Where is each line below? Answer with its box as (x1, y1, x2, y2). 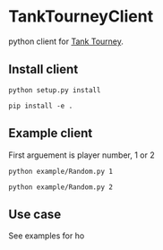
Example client (8, 125, 93, 141)
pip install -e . (8, 101, 73, 110)
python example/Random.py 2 (8, 182, 114, 192)
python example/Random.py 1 (8, 167, 114, 176)
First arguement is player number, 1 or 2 (8, 150, 155, 160)
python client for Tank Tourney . (8, 36, 124, 47)
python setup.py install (8, 85, 101, 95)
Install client (8, 62, 79, 77)
